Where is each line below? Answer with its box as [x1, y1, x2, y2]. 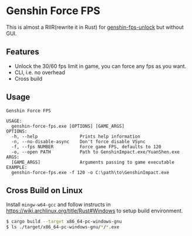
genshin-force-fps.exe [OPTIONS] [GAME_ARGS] [11, 123, 125, 129]
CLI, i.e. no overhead [14, 69, 66, 76]
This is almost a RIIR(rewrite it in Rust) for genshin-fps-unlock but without [6, 24, 184, 31]
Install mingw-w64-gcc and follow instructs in [6, 201, 111, 208]
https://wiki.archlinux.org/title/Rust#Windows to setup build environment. [6, 207, 183, 214]
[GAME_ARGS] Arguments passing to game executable [11, 159, 175, 165]
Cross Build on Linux [6, 185, 83, 195]
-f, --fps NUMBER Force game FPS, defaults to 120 [11, 144, 161, 149]
